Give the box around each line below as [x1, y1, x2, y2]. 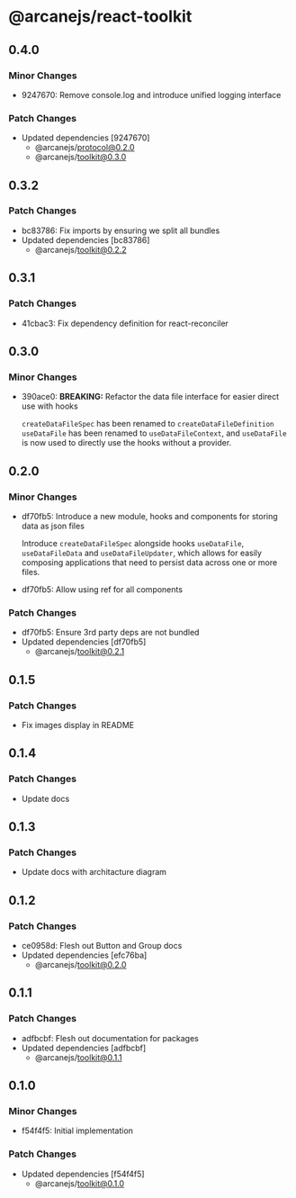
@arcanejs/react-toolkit [8, 6, 193, 27]
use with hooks [21, 401, 78, 411]
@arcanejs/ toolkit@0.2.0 [34, 959, 127, 969]
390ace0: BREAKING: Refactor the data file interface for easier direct [21, 392, 280, 402]
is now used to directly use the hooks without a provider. [21, 437, 232, 448]
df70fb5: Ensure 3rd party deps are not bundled [21, 627, 200, 638]
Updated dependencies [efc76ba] [21, 950, 148, 960]
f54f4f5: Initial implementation [21, 1125, 134, 1136]
